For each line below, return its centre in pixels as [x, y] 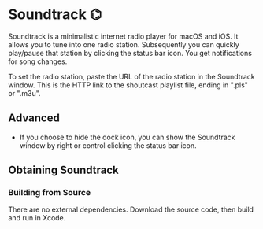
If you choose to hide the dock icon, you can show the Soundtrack [127, 137]
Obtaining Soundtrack [64, 170]
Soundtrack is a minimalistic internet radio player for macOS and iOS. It [123, 36]
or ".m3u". [24, 93]
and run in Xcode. [37, 218]
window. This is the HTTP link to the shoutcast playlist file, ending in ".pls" [128, 85]
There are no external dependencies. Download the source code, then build [131, 209]
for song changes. [38, 61]
